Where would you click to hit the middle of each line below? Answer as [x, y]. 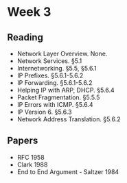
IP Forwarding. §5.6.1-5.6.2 [55, 83]
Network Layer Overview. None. [62, 53]
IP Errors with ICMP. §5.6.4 [55, 105]
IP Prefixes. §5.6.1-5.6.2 [50, 75]
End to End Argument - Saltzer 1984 [68, 171]
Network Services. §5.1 [49, 61]
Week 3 [29, 12]
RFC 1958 [31, 157]
